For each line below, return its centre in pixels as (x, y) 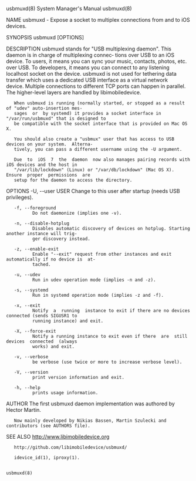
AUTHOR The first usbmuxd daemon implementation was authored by (90, 404)
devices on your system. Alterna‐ (50, 144)
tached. (41, 265)
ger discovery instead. (61, 239)
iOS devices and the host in (42, 165)
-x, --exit (27, 306)
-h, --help (27, 388)
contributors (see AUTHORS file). (48, 426)
